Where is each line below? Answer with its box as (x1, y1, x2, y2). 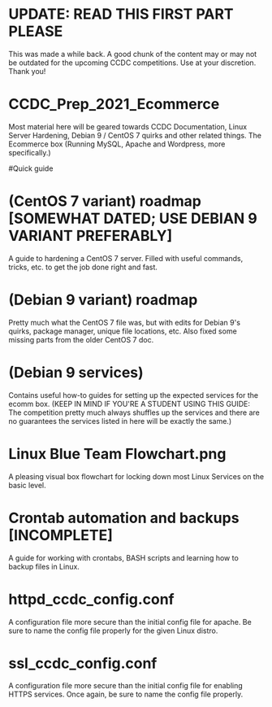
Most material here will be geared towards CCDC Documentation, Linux (8, 121, 248, 131)
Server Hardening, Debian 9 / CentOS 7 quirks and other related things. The (8, 130, 262, 140)
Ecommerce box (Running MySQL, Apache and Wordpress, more (8, 139, 226, 149)
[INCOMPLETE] (8, 526, 114, 544)
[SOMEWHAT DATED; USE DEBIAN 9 (8, 209, 258, 228)
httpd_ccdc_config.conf (8, 590, 175, 609)
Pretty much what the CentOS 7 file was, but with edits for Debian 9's (8, 317, 241, 327)
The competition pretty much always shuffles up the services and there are (8, 408, 260, 417)
